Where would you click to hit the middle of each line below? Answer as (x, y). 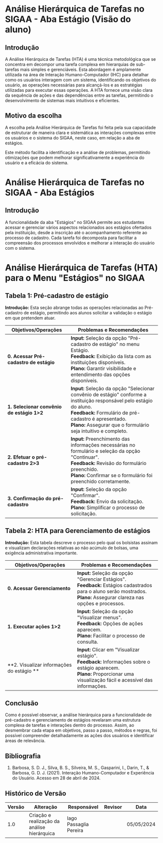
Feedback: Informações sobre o (114, 662)
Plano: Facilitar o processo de (111, 636)
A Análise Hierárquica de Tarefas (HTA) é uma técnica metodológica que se (81, 59)
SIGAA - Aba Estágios (50, 192)
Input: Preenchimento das (100, 439)
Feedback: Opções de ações (110, 623)
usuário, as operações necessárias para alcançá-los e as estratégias (74, 85)
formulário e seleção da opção (106, 451)
